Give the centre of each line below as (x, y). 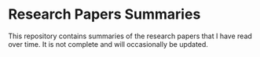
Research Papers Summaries (104, 14)
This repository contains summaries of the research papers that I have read (130, 36)
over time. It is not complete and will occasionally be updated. (108, 44)
